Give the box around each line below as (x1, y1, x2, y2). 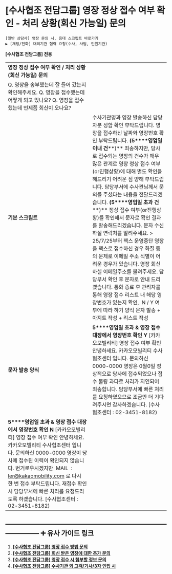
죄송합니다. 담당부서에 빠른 (92, 385, 154, 393)
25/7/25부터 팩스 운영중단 (92, 237, 154, 244)
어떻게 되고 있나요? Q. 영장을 (8, 96, 73, 103)
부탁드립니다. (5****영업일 (98, 137, 163, 144)
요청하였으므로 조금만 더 (98, 393, 154, 400)
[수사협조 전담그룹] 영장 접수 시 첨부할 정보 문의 (12, 556, 106, 563)
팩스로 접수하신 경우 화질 (98, 245, 155, 252)
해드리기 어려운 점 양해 (92, 175, 144, 182)
